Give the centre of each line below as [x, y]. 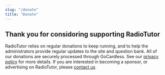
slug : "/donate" [22, 10]
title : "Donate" [22, 14]
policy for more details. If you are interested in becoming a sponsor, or [76, 62]
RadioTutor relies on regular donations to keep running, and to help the [77, 46]
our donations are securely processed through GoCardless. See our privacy [82, 57]
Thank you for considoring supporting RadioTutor [82, 34]
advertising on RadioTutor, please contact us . [51, 67]
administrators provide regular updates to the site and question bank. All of [81, 51]
